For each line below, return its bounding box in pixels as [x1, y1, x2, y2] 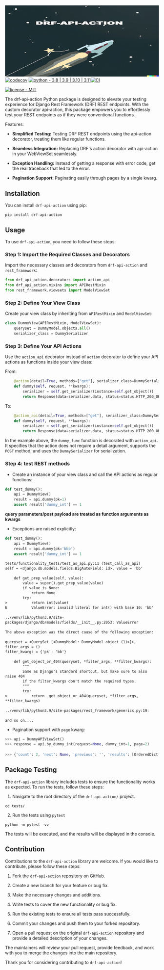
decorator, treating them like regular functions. [12, 136, 106, 142]
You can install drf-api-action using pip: [5, 202, 87, 209]
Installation [5, 189, 40, 198]
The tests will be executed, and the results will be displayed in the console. [5, 831, 156, 837]
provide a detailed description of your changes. [12, 935, 108, 941]
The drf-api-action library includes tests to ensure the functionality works [5, 779, 155, 785]
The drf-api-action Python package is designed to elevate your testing [5, 96, 147, 102]
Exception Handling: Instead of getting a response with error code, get [12, 160, 156, 166]
